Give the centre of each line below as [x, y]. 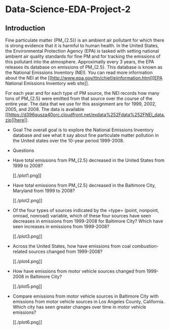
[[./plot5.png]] [27, 286]
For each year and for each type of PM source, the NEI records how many [82, 93]
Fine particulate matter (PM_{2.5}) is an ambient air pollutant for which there [85, 40]
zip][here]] [16, 120]
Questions [23, 150]
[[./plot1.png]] [27, 175]
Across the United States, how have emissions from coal [72, 246]
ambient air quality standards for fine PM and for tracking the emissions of [83, 56]
